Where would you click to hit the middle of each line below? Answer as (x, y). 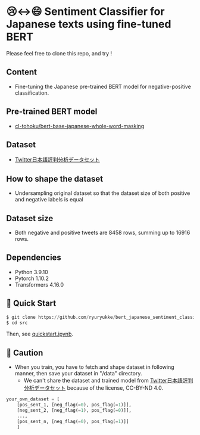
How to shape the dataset (54, 178)
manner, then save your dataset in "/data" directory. (78, 374)
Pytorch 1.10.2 (32, 278)
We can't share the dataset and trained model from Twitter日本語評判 (108, 381)
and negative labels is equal (49, 200)
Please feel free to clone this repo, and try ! (59, 53)
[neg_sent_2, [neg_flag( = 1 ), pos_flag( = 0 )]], (74, 410)
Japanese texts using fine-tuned (89, 24)
